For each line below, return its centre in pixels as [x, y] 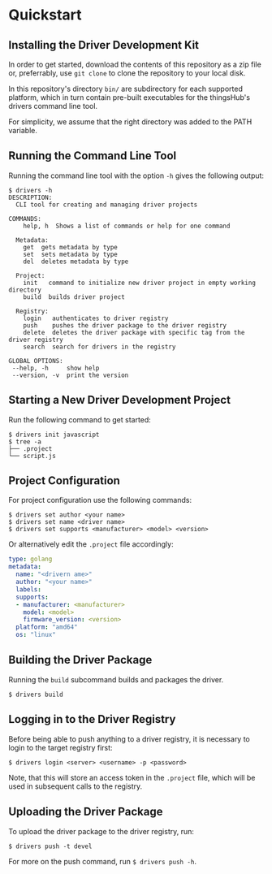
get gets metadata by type [70, 247]
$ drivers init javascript [54, 435]
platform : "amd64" [47, 627]
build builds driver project [74, 297]
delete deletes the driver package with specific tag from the [134, 332]
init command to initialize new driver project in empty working [139, 283]
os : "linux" [36, 635]
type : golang [30, 559]
